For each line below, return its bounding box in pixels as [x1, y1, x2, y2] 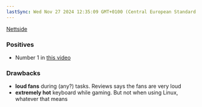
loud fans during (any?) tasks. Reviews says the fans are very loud [15, 82, 181, 90]
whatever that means [15, 96, 68, 103]
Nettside [6, 25, 28, 32]
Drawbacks [6, 69, 41, 77]
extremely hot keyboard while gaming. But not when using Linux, [15, 89, 178, 96]
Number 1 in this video [15, 53, 71, 61]
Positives [6, 40, 34, 49]
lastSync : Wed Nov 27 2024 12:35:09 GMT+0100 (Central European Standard [6, 8, 197, 15]
